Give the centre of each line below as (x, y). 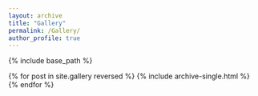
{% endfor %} (31, 85)
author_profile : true (44, 38)
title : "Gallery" (37, 23)
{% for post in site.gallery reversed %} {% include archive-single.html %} (129, 76)
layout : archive (35, 16)
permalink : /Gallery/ (44, 30)
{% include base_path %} (50, 61)
